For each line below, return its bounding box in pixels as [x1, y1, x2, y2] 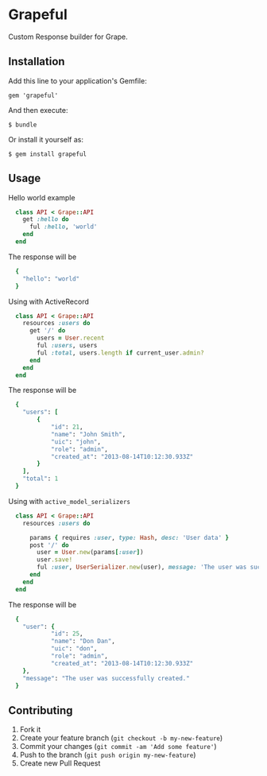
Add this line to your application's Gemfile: [8, 76, 147, 85]
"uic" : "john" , [50, 437, 102, 446]
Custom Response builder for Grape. [8, 32, 129, 41]
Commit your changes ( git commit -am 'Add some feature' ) [19, 742, 217, 751]
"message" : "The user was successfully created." [22, 674, 191, 682]
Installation [8, 55, 65, 68]
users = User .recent [37, 334, 105, 343]
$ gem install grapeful [8, 149, 87, 158]
